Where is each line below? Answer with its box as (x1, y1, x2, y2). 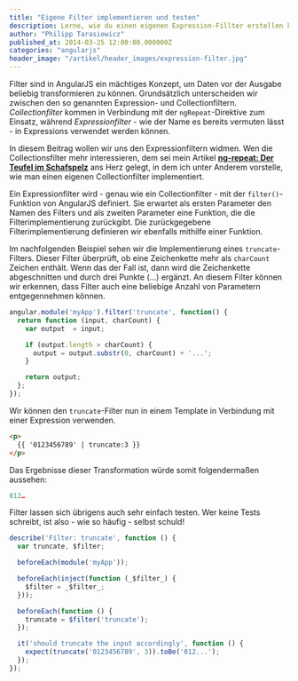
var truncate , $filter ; (17, 542, 105, 551)
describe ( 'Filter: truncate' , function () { (9, 534, 176, 542)
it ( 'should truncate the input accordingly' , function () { (17, 639, 244, 648)
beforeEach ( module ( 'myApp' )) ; (17, 558, 129, 567)
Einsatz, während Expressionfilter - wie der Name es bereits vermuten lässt (9, 116, 285, 127)
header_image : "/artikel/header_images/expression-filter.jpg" (9, 54, 248, 63)
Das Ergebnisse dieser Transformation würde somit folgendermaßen (9, 464, 260, 475)
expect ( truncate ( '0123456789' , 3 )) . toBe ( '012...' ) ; (25, 647, 220, 657)
